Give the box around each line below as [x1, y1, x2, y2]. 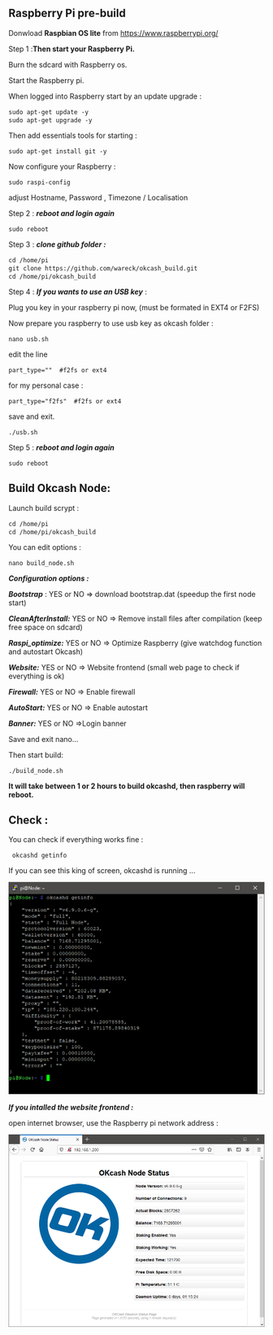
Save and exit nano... [8, 734, 79, 744]
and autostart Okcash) [8, 647, 84, 657]
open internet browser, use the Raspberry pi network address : [8, 1118, 219, 1127]
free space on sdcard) [8, 622, 83, 632]
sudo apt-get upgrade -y [8, 116, 93, 125]
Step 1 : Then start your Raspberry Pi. [8, 44, 136, 54]
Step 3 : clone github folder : [8, 239, 106, 249]
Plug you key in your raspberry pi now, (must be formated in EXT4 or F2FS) [8, 302, 260, 312]
